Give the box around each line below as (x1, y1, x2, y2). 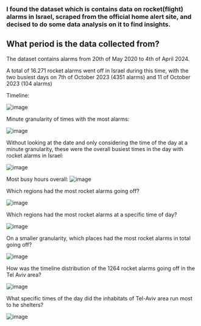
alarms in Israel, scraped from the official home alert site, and (6, 12, 192, 21)
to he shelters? (6, 301, 44, 308)
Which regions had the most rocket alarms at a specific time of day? (6, 211, 177, 218)
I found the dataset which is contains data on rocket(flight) (6, 5, 184, 13)
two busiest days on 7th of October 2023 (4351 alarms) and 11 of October (6, 73, 191, 80)
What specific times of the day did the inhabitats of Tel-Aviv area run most (6, 294, 193, 302)
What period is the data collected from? (6, 39, 160, 49)
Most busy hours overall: (6, 175, 69, 183)
